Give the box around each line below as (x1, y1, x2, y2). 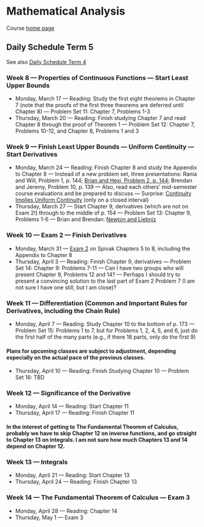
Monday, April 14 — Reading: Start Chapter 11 (15, 403, 129, 410)
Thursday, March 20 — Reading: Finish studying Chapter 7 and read (15, 115, 186, 122)
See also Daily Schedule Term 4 (6, 58, 86, 65)
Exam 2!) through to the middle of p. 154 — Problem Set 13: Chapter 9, (15, 209, 192, 217)
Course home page (6, 24, 55, 32)
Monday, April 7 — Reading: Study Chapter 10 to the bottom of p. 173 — (15, 320, 195, 327)
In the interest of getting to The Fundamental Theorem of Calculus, (6, 423, 178, 431)
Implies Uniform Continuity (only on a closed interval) (15, 196, 149, 203)
